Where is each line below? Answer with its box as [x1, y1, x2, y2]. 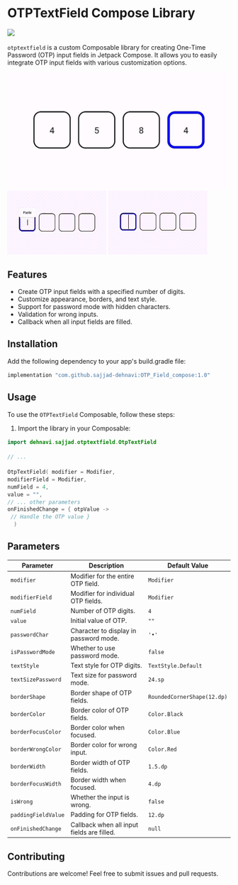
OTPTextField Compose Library [7, 5, 195, 21]
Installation [7, 338, 58, 350]
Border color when [70, 723, 125, 732]
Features [7, 268, 47, 281]
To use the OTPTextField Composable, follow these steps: [7, 410, 176, 418]
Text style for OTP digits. [70, 661, 142, 670]
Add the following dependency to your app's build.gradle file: [7, 357, 186, 365]
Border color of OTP [70, 705, 129, 715]
